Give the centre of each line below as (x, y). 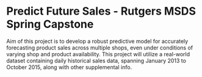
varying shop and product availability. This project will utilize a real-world (98, 54)
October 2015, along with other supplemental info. (69, 67)
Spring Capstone (50, 24)
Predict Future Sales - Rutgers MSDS (101, 11)
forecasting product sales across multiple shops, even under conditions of (100, 48)
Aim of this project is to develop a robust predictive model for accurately (97, 41)
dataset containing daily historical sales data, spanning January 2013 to (96, 61)
